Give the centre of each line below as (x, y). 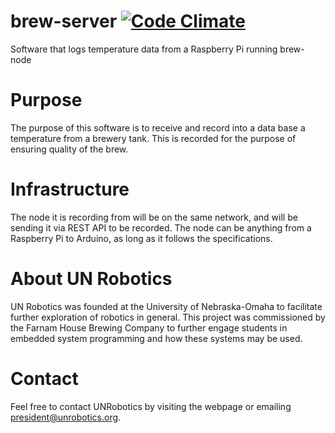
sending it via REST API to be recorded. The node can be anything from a (161, 227)
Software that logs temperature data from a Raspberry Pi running (144, 49)
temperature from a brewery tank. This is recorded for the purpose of (153, 138)
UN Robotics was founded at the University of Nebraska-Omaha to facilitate (166, 306)
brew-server (64, 21)
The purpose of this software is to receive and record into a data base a (158, 127)
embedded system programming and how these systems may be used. (156, 338)
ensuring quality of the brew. (69, 149)
